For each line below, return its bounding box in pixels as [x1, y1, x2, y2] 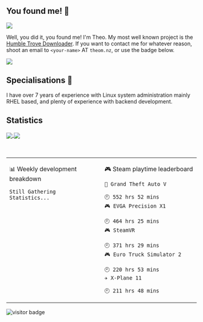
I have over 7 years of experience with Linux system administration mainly [6, 91, 190, 99]
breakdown [9, 174, 42, 183]
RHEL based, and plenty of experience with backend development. [6, 97, 173, 105]
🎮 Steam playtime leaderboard [105, 165, 193, 173]
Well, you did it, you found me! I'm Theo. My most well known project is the [6, 33, 193, 41]
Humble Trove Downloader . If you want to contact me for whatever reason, [6, 40, 192, 47]
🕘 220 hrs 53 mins [105, 266, 159, 273]
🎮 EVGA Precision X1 [105, 202, 166, 209]
